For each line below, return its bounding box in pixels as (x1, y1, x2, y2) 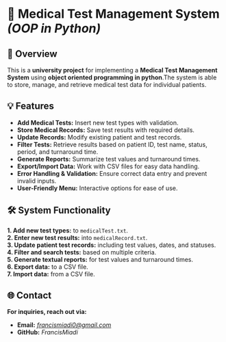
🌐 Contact (7, 290, 52, 302)
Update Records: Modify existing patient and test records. (16, 133, 182, 141)
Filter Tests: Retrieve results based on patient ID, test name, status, (16, 140, 208, 148)
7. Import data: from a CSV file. (7, 269, 95, 278)
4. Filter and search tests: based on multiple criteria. (7, 248, 157, 256)
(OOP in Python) (7, 21, 101, 36)
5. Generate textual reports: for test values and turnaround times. (7, 255, 194, 263)
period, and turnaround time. (16, 147, 99, 156)
